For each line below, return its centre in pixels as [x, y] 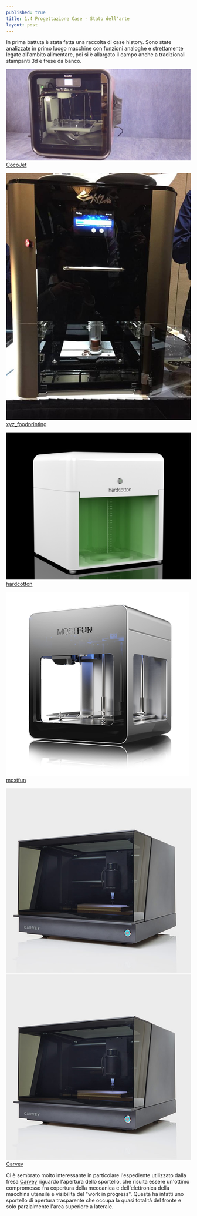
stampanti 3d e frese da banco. [44, 61]
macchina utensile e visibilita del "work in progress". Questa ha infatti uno [95, 1194]
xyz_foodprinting [26, 424]
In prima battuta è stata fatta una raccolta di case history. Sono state [89, 42]
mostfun [16, 780]
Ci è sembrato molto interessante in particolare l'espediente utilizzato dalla [96, 1175]
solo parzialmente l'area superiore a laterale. [60, 1207]
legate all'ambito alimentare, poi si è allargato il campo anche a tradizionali [96, 55]
